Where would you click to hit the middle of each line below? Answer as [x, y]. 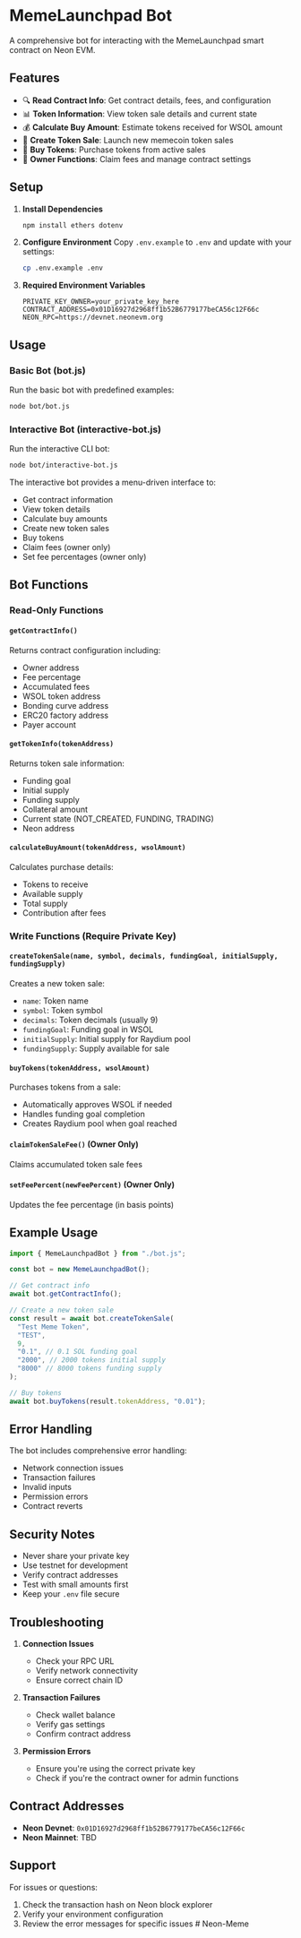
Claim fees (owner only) [66, 547]
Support [33, 1866]
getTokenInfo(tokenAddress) [62, 745]
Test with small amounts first [75, 1585]
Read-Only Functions [56, 610]
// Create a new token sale [62, 1310]
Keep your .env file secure [71, 1594]
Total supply [45, 903]
